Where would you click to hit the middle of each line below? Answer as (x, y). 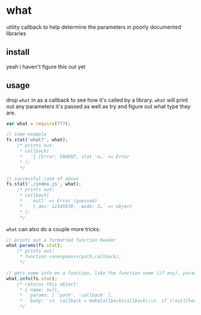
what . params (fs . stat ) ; (34, 246)
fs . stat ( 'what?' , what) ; (37, 140)
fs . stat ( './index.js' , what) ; (44, 184)
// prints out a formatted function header (61, 240)
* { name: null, (40, 290)
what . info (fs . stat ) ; (32, 278)
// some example (26, 134)
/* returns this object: (48, 284)
